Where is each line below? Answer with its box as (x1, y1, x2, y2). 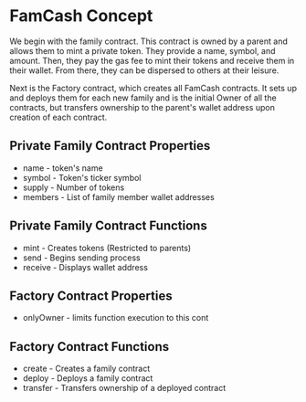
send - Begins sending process (22, 252, 141, 263)
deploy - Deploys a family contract (22, 373, 153, 384)
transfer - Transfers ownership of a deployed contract (22, 383, 227, 394)
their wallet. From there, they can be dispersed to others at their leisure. (9, 65, 280, 76)
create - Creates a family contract (22, 363, 151, 375)
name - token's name (22, 162, 103, 174)
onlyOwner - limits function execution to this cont (22, 312, 209, 323)
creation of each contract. (9, 111, 108, 122)
